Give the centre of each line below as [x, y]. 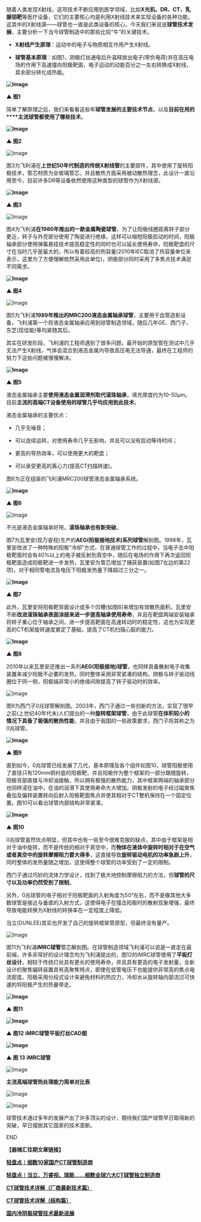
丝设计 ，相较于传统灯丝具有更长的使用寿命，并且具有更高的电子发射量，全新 [100, 962]
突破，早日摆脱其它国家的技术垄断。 [51, 1125]
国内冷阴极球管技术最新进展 [40, 1213]
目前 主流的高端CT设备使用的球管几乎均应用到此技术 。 [73, 402]
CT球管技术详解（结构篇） [39, 1200]
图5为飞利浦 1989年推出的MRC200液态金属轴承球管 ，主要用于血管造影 [93, 315]
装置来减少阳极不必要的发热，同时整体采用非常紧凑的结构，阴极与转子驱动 [98, 674]
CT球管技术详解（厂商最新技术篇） [49, 1188]
